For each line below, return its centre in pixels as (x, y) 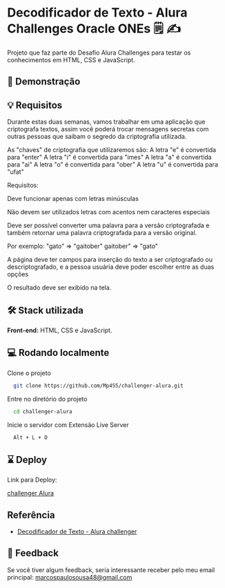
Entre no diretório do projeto (47, 399)
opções (18, 274)
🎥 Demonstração (44, 82)
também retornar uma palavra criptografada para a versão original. (102, 233)
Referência (31, 515)
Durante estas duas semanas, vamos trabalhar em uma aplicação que (106, 122)
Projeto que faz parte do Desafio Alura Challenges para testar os (99, 53)
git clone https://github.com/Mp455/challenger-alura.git (99, 386)
